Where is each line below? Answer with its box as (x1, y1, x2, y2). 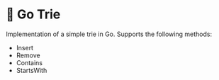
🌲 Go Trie (6, 6, 61, 23)
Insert (16, 43, 34, 52)
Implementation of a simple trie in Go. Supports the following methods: (6, 30, 213, 38)
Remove (16, 51, 40, 59)
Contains (16, 58, 43, 67)
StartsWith (16, 66, 47, 74)
